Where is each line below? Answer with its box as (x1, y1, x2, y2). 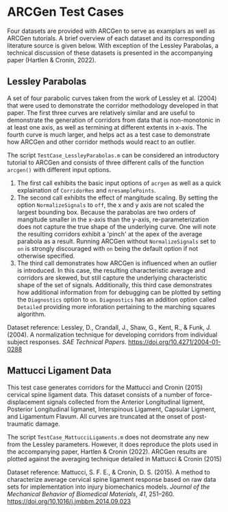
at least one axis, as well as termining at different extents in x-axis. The (7, 123, 207, 131)
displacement (7, 398, 46, 406)
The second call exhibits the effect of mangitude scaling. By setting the (16, 193, 218, 202)
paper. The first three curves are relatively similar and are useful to (7, 108, 195, 117)
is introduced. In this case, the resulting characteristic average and (16, 266, 205, 274)
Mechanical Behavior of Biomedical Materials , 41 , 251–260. (7, 489, 175, 498)
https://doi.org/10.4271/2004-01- (127, 337, 221, 346)
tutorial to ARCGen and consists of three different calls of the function (7, 158, 204, 167)
